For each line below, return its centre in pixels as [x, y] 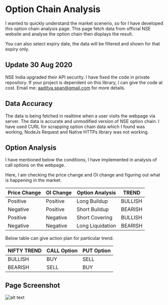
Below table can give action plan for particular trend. [60, 238]
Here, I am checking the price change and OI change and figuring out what [83, 175]
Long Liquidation [97, 226]
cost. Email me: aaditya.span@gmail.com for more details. [65, 88]
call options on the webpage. [35, 165]
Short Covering [95, 218]
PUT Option [97, 251]
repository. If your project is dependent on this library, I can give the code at [84, 82]
